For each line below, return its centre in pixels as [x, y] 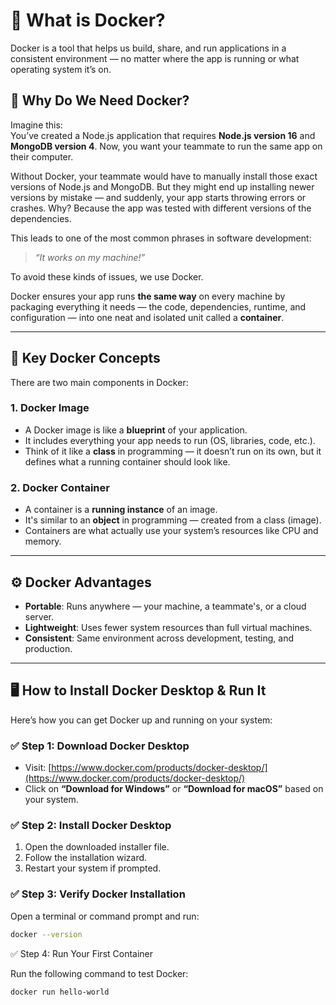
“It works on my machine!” [90, 257]
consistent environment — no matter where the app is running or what [155, 58]
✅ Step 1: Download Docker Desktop [100, 746]
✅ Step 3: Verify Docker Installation [98, 894]
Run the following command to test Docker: [99, 973]
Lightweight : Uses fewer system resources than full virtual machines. [168, 627]
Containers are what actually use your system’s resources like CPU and [171, 531]
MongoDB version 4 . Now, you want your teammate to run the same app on [166, 146]
